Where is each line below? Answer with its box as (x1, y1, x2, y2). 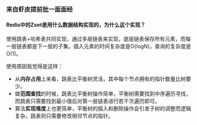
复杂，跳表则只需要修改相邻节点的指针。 (14, 113, 114, 120)
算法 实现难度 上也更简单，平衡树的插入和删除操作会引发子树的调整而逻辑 (14, 105, 191, 112)
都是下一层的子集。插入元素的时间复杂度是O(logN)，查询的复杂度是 (26, 43, 191, 50)
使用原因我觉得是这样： (6, 63, 63, 70)
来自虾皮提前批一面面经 (6, 5, 73, 13)
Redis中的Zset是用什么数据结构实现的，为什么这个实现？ (6, 21, 146, 28)
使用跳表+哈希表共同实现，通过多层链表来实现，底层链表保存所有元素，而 (6, 36, 186, 43)
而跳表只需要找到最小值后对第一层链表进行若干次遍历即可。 (14, 98, 160, 105)
